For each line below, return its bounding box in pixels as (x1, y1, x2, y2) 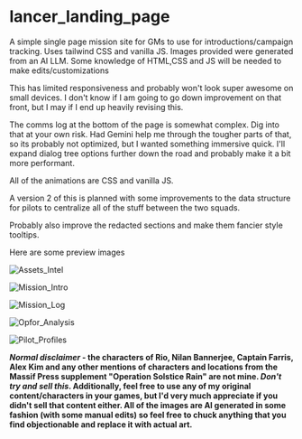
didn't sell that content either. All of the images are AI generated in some (9, 399, 287, 410)
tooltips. (9, 229, 40, 240)
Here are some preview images (9, 247, 125, 257)
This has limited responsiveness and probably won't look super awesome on (9, 82, 294, 93)
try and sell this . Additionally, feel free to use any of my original (9, 380, 252, 391)
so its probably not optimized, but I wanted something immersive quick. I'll (9, 138, 286, 149)
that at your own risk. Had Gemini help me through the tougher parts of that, (9, 128, 292, 139)
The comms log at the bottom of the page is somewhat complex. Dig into (9, 119, 280, 130)
